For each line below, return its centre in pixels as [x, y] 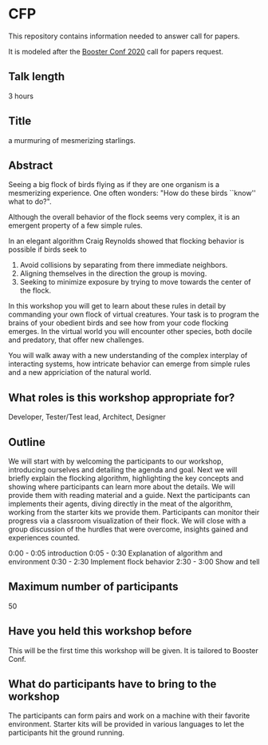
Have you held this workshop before [100, 631]
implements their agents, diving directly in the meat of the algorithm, [120, 504]
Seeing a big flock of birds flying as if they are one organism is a [114, 185]
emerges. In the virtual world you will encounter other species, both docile [130, 332]
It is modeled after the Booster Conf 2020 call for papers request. [116, 51]
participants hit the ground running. [67, 733]
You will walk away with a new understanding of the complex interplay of [128, 356]
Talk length [37, 77]
